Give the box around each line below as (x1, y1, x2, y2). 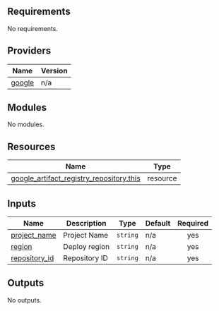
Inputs (7, 197, 37, 209)
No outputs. (7, 295, 42, 304)
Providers (7, 45, 52, 57)
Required (177, 219, 209, 228)
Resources (7, 140, 56, 152)
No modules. (7, 120, 45, 129)
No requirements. (7, 24, 59, 32)
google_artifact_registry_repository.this (11, 173, 141, 183)
